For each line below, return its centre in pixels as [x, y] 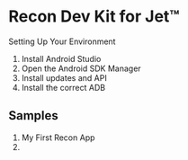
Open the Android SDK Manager [81, 68]
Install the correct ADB [63, 87]
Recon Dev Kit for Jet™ [94, 17]
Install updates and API [64, 77]
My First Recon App [58, 138]
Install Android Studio [61, 58]
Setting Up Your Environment [62, 41]
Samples [34, 116]
